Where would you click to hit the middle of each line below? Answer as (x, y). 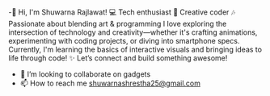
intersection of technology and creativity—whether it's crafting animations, (133, 32)
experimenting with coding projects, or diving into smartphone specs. (124, 41)
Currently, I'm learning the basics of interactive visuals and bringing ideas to (135, 49)
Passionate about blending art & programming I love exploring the (118, 24)
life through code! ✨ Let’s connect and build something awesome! (118, 58)
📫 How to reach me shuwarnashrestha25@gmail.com (110, 83)
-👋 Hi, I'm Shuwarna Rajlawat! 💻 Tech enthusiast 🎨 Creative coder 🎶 (122, 12)
